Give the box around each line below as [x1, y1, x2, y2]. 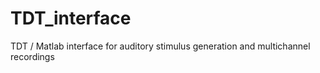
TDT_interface [10, 7, 132, 30]
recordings [10, 50, 55, 62]
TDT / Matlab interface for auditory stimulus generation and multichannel [10, 40, 311, 52]
